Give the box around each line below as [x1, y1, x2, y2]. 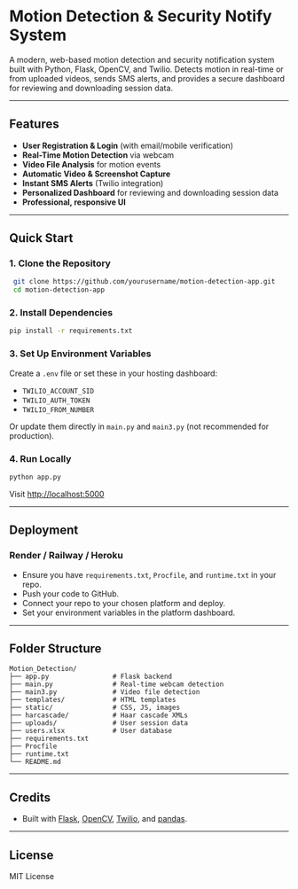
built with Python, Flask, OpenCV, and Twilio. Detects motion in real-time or [9, 64, 284, 74]
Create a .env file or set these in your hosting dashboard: [9, 368, 218, 378]
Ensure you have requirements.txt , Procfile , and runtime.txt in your [21, 569, 277, 580]
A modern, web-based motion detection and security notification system [9, 54, 275, 65]
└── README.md [9, 758, 62, 767]
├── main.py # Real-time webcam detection [9, 680, 224, 689]
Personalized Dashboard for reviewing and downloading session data [21, 187, 279, 198]
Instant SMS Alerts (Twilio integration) [21, 177, 164, 188]
